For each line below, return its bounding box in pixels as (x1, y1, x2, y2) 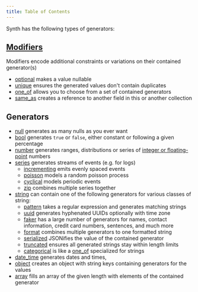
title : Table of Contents (6, 8, 70, 15)
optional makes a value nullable (14, 75, 92, 83)
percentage (14, 140, 43, 147)
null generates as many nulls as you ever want (14, 128, 128, 135)
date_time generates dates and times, (14, 253, 107, 261)
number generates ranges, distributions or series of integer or (14, 147, 166, 154)
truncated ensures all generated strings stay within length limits (23, 241, 179, 248)
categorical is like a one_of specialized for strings (23, 247, 145, 255)
